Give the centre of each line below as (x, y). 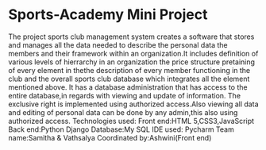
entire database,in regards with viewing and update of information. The (124, 95)
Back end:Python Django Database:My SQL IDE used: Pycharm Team (121, 129)
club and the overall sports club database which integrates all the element (129, 79)
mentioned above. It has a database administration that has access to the (128, 87)
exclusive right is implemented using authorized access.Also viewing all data (133, 104)
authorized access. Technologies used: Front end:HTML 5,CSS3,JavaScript (131, 121)
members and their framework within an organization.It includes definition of (133, 53)
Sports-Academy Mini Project (108, 15)
